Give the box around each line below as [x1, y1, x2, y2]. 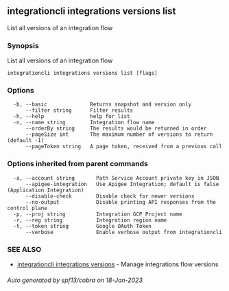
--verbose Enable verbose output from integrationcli [25, 229, 223, 235]
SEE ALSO [7, 244, 42, 254]
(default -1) [7, 137, 45, 144]
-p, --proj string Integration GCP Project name [13, 211, 183, 218]
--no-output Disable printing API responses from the [25, 198, 216, 205]
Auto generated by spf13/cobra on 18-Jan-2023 [7, 276, 143, 284]
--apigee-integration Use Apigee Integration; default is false [25, 181, 219, 187]
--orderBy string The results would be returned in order [25, 125, 207, 132]
